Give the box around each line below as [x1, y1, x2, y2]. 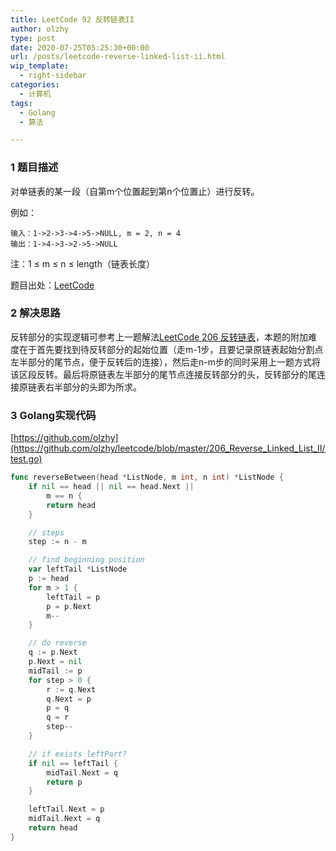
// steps [28, 527, 65, 538]
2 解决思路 [10, 306, 61, 320]
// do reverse [28, 638, 87, 648]
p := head [28, 574, 70, 584]
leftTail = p [46, 592, 101, 602]
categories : [10, 80, 60, 90]
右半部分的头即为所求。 [44, 381, 142, 393]
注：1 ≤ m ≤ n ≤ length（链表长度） [10, 257, 155, 270]
